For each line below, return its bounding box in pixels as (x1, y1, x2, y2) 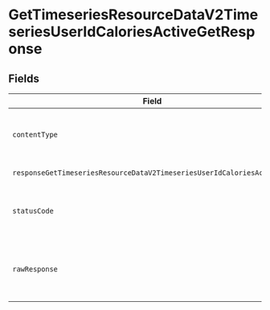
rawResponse (12, 265, 59, 274)
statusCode (12, 206, 54, 215)
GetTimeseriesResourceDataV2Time (8, 6, 259, 24)
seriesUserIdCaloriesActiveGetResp (8, 22, 256, 41)
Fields (8, 71, 40, 85)
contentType (12, 130, 59, 139)
